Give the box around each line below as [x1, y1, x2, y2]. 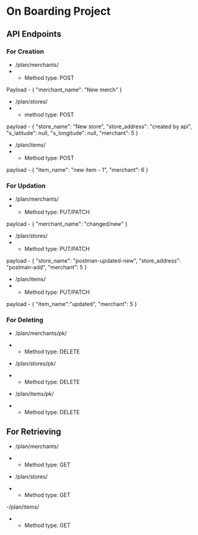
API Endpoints [6, 29, 62, 39]
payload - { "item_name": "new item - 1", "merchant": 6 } [6, 166, 148, 173]
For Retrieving [6, 426, 61, 437]
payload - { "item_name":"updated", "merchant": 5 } [6, 301, 137, 308]
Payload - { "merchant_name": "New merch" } [6, 86, 122, 93]
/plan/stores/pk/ [15, 360, 56, 368]
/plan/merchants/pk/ [15, 329, 67, 337]
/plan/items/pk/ [15, 390, 54, 398]
